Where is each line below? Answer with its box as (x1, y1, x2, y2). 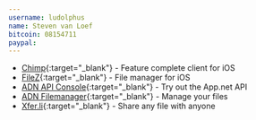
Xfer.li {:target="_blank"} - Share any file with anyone (21, 100, 216, 112)
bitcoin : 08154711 (8, 30, 77, 39)
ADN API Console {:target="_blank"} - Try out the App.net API (21, 81, 248, 92)
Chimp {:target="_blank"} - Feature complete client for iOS (21, 63, 236, 73)
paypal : (8, 38, 38, 47)
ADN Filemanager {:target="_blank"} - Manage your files (21, 91, 228, 102)
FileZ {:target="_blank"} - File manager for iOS (21, 73, 191, 83)
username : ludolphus (8, 13, 86, 22)
